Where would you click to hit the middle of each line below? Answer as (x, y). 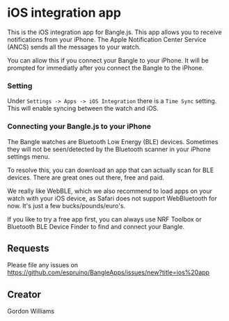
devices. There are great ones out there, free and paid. (86, 177)
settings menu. (29, 156)
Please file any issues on (43, 265)
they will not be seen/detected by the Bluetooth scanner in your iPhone (109, 149)
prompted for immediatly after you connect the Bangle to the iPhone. (105, 68)
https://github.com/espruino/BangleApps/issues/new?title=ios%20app (109, 272)
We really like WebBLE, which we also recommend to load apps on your (110, 191)
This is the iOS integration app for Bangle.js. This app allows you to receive (114, 32)
